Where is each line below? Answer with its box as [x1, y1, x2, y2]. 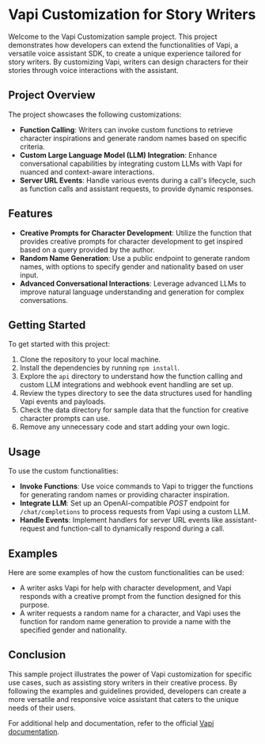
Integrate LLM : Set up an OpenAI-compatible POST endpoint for [19, 498, 230, 508]
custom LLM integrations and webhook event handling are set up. [19, 380, 234, 389]
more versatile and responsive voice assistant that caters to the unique [8, 694, 239, 704]
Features [8, 207, 53, 221]
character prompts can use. [19, 414, 111, 424]
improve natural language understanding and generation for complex [19, 287, 244, 297]
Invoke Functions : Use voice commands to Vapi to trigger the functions [19, 481, 254, 491]
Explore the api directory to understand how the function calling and [19, 371, 243, 382]
